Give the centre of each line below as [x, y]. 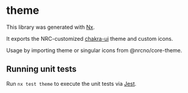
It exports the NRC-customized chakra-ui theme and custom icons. [90, 38]
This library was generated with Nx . [50, 27]
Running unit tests [41, 69]
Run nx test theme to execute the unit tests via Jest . [71, 83]
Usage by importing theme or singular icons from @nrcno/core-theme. [94, 50]
